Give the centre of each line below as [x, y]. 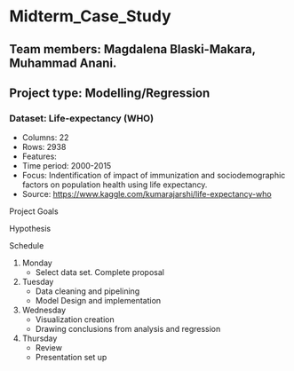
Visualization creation [75, 320]
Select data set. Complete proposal [99, 272]
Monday [37, 263]
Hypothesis [30, 229]
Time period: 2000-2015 [67, 166]
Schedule [27, 246]
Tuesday [38, 282]
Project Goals [34, 211]
